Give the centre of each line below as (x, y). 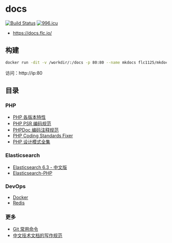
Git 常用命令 (25, 229)
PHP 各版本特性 (29, 117)
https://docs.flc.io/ (32, 33)
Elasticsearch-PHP (33, 173)
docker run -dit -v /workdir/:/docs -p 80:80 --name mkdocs (71, 62)
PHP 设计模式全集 (31, 142)
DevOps (16, 186)
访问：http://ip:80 (24, 73)
